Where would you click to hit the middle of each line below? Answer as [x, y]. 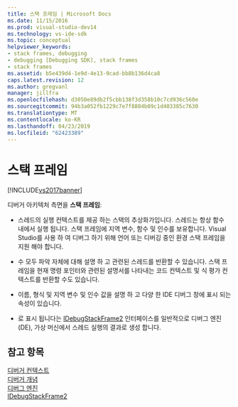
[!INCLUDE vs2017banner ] [45, 190]
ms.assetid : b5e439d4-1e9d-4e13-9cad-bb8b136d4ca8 [84, 73]
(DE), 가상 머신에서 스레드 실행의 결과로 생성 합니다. [89, 327]
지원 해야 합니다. [40, 246]
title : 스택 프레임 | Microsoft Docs [59, 14]
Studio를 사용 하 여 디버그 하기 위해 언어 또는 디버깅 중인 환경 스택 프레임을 [121, 238]
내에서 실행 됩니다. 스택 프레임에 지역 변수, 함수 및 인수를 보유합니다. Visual [122, 229]
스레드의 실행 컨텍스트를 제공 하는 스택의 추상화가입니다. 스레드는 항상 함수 [121, 220]
